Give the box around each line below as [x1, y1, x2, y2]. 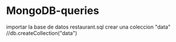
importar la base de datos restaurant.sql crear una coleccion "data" [6, 23, 171, 30]
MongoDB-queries [6, 4, 100, 17]
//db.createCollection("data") [6, 29, 78, 36]
